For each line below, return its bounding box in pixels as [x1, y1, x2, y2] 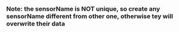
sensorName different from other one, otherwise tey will [6, 12, 174, 20]
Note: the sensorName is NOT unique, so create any [6, 5, 160, 13]
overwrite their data [6, 20, 65, 28]
